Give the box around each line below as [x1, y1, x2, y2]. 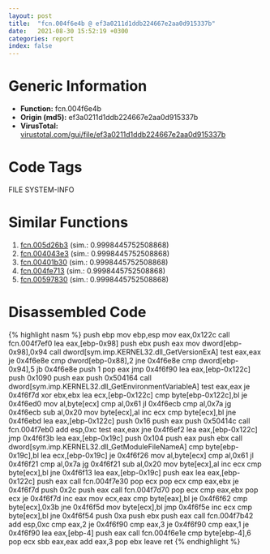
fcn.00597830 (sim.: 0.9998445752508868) [19, 274, 169, 284]
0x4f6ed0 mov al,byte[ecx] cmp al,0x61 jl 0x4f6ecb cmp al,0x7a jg [8, 398, 232, 408]
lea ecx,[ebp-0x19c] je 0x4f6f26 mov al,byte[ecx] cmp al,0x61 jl [40, 450, 254, 460]
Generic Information [8, 77, 148, 96]
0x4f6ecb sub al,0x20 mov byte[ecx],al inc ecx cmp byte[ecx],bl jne [8, 407, 237, 417]
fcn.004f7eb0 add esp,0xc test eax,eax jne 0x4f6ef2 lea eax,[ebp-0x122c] [8, 424, 258, 434]
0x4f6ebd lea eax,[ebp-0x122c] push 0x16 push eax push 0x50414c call [8, 415, 251, 426]
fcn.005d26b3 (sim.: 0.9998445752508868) [19, 240, 169, 250]
